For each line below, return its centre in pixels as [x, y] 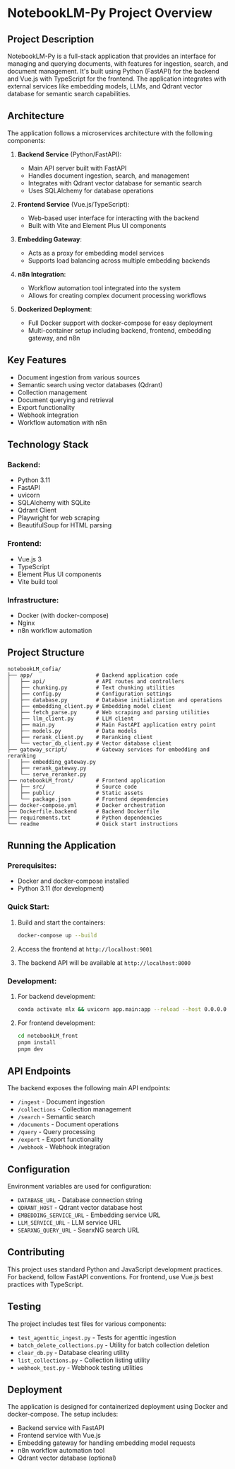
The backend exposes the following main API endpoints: [89, 1088]
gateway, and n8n [54, 338]
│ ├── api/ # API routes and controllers [96, 681]
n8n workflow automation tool [61, 1451]
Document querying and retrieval [66, 400]
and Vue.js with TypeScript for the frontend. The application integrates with [117, 79]
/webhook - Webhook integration [64, 1147]
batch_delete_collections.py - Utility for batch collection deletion [113, 1345]
